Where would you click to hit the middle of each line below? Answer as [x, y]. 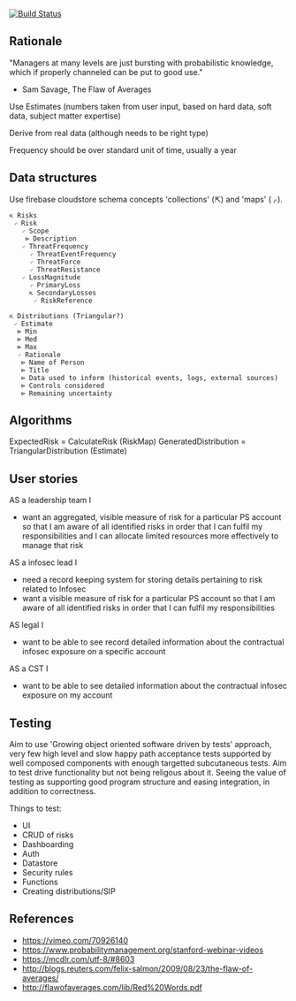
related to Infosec [54, 589]
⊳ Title [35, 370]
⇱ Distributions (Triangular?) [67, 316]
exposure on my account [67, 695]
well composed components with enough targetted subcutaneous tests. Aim [148, 763]
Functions [40, 882]
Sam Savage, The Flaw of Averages [87, 89]
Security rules [47, 873]
